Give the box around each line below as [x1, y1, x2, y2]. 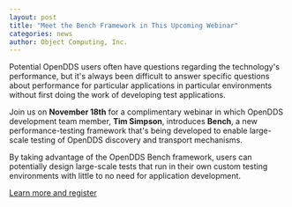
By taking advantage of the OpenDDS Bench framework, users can [9, 152, 253, 163]
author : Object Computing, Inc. [9, 37, 128, 47]
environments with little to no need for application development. [9, 171, 241, 181]
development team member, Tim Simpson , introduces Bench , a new [9, 116, 258, 127]
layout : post [9, 12, 57, 22]
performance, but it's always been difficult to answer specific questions [9, 71, 270, 82]
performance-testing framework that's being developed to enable [9, 125, 249, 137]
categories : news [9, 29, 73, 38]
